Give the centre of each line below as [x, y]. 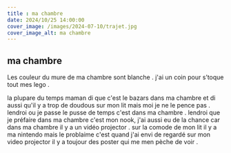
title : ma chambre [35, 13]
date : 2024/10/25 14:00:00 [46, 20]
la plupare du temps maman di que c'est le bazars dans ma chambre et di [111, 98]
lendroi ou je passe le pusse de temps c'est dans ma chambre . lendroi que [114, 113]
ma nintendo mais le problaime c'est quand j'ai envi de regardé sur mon [109, 134]
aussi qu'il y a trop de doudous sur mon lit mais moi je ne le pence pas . [109, 105]
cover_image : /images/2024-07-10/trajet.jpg [72, 26]
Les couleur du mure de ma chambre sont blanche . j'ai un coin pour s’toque [115, 77]
